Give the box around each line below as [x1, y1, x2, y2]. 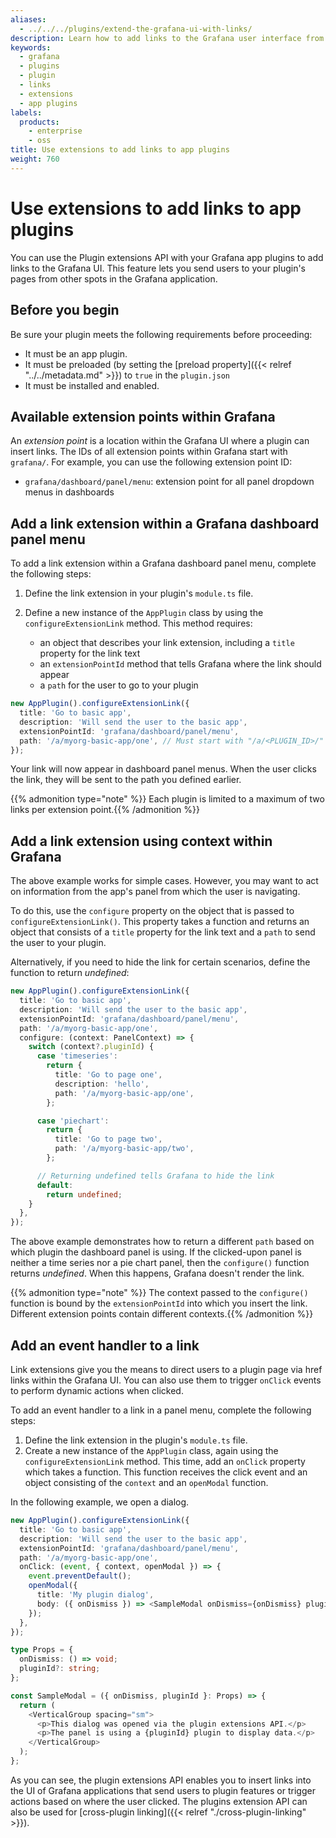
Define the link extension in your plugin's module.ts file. [24, 587, 254, 600]
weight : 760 [10, 154, 60, 164]
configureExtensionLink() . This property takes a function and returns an [10, 916, 310, 928]
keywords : [10, 42, 52, 53]
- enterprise [28, 126, 83, 136]
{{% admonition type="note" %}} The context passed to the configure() [10, 1287, 309, 1299]
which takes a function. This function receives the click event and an [24, 1466, 308, 1478]
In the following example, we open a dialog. [10, 1496, 190, 1508]
